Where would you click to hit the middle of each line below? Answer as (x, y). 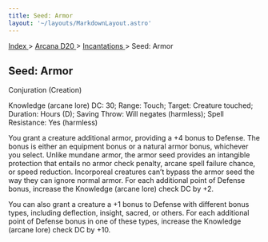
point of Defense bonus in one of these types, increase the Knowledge (125, 221)
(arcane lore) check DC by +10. (60, 230)
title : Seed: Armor (41, 16)
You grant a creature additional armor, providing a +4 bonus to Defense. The (134, 138)
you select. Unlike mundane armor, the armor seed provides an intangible (129, 155)
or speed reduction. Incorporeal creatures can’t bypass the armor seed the (132, 172)
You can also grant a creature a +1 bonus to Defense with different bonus (129, 204)
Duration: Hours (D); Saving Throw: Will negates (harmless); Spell (116, 114)
